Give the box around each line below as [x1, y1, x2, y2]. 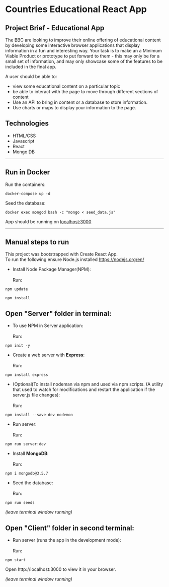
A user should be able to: [5, 74, 57, 79]
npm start [5, 558, 26, 563]
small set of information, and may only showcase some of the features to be [5, 58, 163, 64]
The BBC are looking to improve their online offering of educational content [5, 37, 161, 43]
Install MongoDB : [12, 450, 49, 456]
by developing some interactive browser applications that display [5, 42, 140, 48]
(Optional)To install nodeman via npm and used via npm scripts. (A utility [12, 381, 163, 387]
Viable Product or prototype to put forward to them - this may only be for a [5, 53, 160, 59]
